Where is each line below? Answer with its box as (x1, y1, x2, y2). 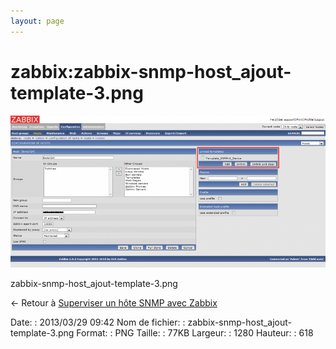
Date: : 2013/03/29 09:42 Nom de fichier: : (10, 316, 186, 328)
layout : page (10, 16, 65, 26)
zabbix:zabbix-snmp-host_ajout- (10, 60, 292, 83)
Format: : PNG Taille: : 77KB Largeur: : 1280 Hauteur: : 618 (76, 326, 314, 339)
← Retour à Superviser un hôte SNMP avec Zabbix (10, 296, 218, 309)
